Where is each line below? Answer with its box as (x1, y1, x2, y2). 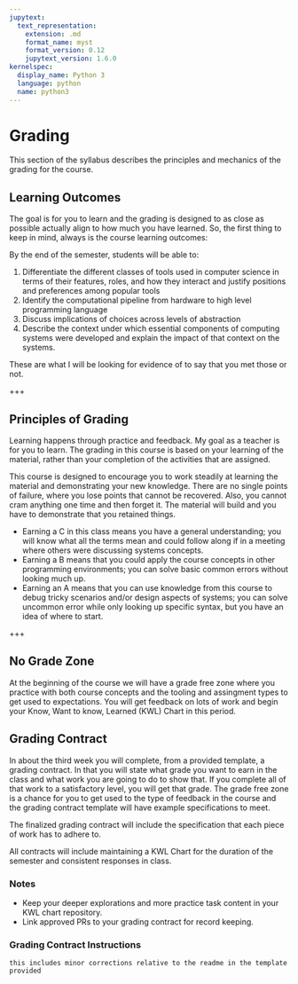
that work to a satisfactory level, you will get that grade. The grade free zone (9, 783, 289, 794)
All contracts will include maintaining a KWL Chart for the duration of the (9, 846, 273, 856)
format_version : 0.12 (25, 46, 105, 55)
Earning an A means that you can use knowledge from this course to (21, 583, 273, 594)
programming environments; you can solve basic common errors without (21, 564, 288, 575)
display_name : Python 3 (17, 71, 105, 80)
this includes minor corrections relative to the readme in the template (9, 959, 288, 968)
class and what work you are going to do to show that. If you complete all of (9, 774, 286, 784)
